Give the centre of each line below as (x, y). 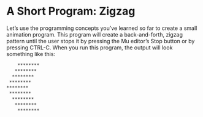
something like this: (31, 54)
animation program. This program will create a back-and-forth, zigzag (94, 34)
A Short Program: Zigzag (71, 11)
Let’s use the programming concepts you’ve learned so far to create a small (102, 28)
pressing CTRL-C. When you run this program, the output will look (90, 48)
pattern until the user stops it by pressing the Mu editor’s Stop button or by (101, 41)
